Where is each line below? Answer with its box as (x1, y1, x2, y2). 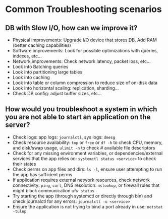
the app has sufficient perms (12, 171, 73, 177)
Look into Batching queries (12, 64, 69, 69)
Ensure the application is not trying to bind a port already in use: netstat (12, 203, 163, 209)
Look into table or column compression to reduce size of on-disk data (12, 80, 158, 86)
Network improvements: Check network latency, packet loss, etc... (12, 58, 151, 64)
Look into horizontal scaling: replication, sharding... (12, 85, 119, 91)
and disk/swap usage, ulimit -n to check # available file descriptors (12, 144, 155, 151)
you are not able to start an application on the (5, 113, 151, 121)
